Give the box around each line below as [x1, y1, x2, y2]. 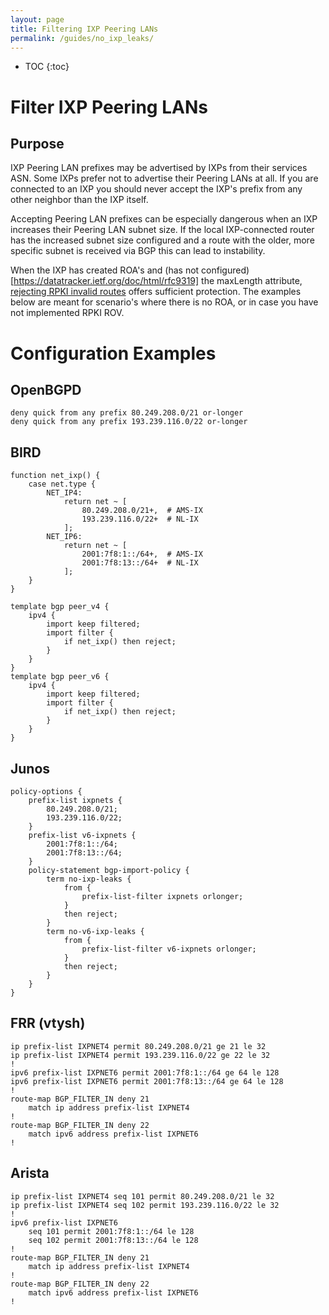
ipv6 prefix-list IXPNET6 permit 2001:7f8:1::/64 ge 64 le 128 [10, 1067, 280, 1078]
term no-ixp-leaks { [46, 874, 132, 884]
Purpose [10, 135, 65, 152]
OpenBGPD [10, 381, 82, 398]
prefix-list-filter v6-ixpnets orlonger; [81, 944, 257, 954]
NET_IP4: [46, 488, 83, 498]
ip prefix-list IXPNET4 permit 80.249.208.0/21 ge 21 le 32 [10, 1041, 267, 1051]
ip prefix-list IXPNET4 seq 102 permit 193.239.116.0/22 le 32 [10, 1200, 280, 1210]
